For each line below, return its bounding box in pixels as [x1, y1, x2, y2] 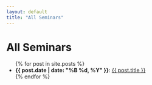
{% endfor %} [15, 73, 50, 80]
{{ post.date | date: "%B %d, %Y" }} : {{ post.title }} [15, 67, 146, 74]
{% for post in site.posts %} [15, 60, 85, 68]
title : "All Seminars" [6, 14, 64, 20]
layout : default [6, 8, 47, 15]
